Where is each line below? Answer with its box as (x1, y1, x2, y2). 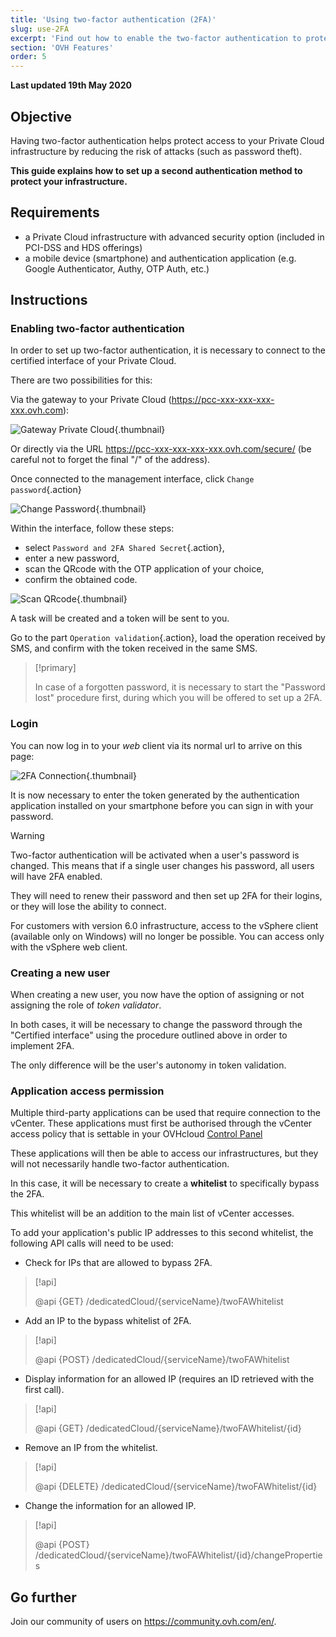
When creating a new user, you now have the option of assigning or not (10, 989, 305, 1001)
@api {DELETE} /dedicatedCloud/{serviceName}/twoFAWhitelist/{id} (34, 1481, 318, 1493)
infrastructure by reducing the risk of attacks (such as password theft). (10, 145, 303, 157)
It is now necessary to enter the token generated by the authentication (10, 789, 300, 801)
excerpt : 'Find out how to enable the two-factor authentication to (10, 33, 302, 43)
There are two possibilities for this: (10, 374, 153, 386)
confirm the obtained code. (24, 574, 138, 586)
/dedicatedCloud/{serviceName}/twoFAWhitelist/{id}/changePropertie (34, 1549, 323, 1561)
